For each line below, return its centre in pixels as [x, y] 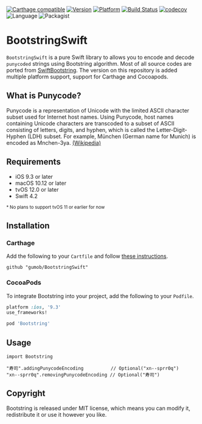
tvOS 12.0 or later [37, 189]
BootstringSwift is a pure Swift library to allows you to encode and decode [100, 57]
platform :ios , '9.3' [34, 307]
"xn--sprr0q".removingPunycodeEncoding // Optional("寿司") [83, 375]
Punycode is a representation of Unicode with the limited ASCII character [98, 110]
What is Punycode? [44, 96]
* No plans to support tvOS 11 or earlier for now [56, 207]
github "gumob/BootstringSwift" [47, 268]
